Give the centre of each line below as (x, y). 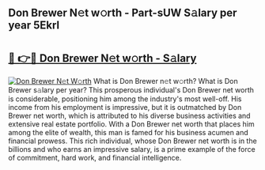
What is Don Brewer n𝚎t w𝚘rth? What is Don (166, 81)
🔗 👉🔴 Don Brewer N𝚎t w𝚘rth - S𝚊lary (102, 58)
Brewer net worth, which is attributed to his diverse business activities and (129, 115)
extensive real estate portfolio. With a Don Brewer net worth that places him (131, 124)
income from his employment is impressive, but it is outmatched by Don (125, 107)
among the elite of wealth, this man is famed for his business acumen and (129, 132)
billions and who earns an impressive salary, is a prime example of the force (132, 149)
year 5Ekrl (34, 26)
